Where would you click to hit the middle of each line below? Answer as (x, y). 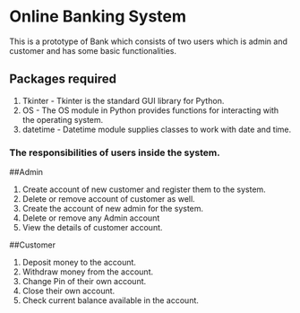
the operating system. (63, 119)
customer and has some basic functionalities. (93, 50)
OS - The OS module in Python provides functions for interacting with (150, 110)
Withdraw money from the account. (88, 272)
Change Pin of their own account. (84, 282)
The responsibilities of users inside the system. (115, 152)
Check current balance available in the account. (111, 300)
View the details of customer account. (92, 228)
